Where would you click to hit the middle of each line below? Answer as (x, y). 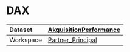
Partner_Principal (72, 40)
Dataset (21, 30)
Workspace (26, 40)
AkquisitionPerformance (84, 30)
